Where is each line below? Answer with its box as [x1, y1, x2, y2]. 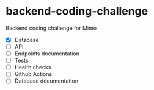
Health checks [14, 64, 51, 71]
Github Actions [14, 71, 53, 78]
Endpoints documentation [14, 50, 80, 57]
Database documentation [14, 77, 79, 85]
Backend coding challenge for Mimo [5, 24, 97, 32]
